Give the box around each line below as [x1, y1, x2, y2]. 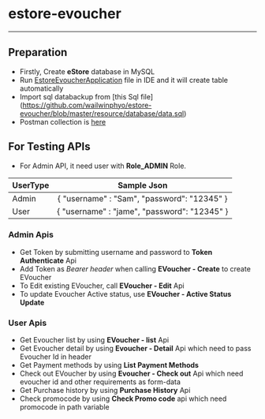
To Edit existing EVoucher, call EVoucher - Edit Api [19, 281, 185, 290]
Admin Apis [8, 230, 54, 241]
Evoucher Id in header [19, 352, 92, 361]
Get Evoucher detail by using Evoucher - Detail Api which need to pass [19, 344, 252, 354]
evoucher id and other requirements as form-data [19, 377, 181, 387]
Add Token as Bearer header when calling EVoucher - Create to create [19, 264, 251, 273]
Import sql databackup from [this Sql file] [19, 92, 154, 101]
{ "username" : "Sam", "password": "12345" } [58, 193, 228, 204]
